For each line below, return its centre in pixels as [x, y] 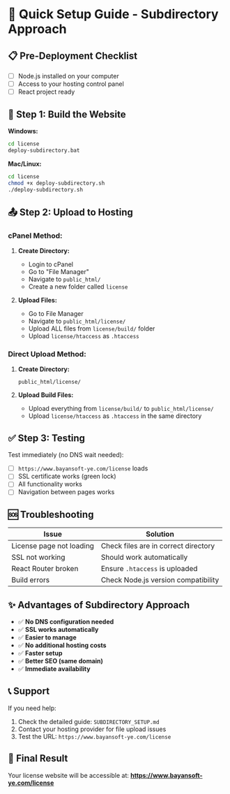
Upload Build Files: [46, 395]
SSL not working [38, 557]
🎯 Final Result [38, 759]
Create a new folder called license [78, 287]
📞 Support [29, 691]
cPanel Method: [35, 236]
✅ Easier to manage [47, 637]
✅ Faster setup [40, 654]
